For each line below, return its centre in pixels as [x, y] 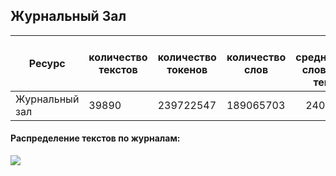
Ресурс [47, 63]
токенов [187, 69]
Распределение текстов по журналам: [95, 138]
